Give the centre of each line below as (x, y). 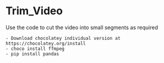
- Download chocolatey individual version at (63, 38)
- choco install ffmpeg (35, 49)
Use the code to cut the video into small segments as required (82, 27)
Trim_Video (34, 11)
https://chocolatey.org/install (46, 43)
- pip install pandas (33, 54)
